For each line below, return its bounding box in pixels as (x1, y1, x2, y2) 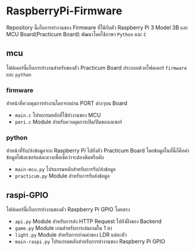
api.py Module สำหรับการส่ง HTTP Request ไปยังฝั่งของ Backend (14, 218, 162, 225)
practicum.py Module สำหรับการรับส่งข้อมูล (14, 172, 110, 179)
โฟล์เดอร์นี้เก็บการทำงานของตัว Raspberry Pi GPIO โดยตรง (6, 206, 130, 213)
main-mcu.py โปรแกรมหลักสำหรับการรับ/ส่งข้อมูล (14, 166, 116, 173)
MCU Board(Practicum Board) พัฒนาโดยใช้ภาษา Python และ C (6, 30, 147, 38)
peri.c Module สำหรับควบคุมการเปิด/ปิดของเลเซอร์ (14, 118, 123, 126)
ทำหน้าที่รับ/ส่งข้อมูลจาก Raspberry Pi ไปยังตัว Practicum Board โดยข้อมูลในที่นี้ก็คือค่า (6, 147, 190, 154)
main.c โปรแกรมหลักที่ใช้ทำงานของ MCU (14, 111, 101, 119)
